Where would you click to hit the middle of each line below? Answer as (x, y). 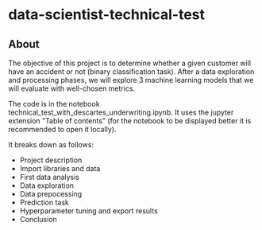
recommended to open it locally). (62, 129)
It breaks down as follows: (51, 144)
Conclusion (38, 219)
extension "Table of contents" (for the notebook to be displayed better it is (130, 121)
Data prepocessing (51, 194)
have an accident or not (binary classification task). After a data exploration (131, 72)
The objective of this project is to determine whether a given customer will (130, 63)
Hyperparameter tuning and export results (89, 211)
